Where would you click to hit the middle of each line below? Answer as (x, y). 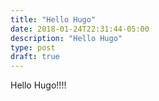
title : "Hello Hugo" (53, 19)
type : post (33, 47)
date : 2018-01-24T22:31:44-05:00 (80, 29)
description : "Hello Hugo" (66, 38)
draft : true (35, 57)
